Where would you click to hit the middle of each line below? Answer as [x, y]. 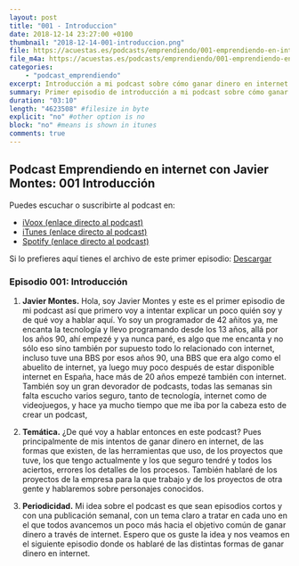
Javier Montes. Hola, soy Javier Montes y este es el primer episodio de [154, 300]
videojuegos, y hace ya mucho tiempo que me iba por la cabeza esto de [154, 405]
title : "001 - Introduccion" [63, 26]
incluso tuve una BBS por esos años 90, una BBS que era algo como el [151, 357]
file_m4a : [28, 59]
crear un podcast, [55, 414]
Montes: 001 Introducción [82, 184]
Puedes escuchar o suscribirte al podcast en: [92, 205]
